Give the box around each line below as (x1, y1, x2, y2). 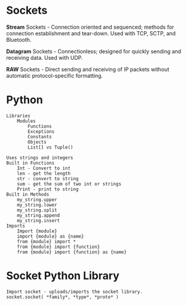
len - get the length (17, 170, 70, 177)
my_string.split (17, 207, 58, 213)
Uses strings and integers (6, 154, 73, 160)
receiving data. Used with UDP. (6, 54, 83, 61)
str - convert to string (17, 175, 79, 181)
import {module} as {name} (17, 233, 84, 240)
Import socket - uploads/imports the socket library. (6, 289, 143, 295)
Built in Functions (6, 160, 55, 166)
